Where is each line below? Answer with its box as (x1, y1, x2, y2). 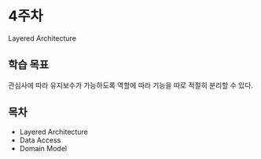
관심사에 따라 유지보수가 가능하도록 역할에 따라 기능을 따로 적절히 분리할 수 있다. (8, 80, 254, 90)
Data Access (19, 135, 61, 145)
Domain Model (19, 143, 68, 153)
